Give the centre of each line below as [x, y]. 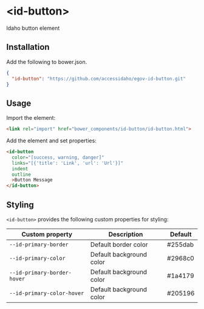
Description [126, 234]
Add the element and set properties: [52, 141]
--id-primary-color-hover [47, 293]
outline [22, 175]
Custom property [47, 234]
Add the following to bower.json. [47, 61]
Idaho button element [33, 28]
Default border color [119, 245]
